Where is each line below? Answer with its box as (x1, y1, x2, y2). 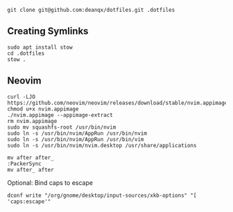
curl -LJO (7, 93, 36, 100)
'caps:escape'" (7, 198, 51, 205)
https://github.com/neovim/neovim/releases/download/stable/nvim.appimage (7, 99, 228, 106)
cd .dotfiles (7, 49, 45, 57)
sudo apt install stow (7, 44, 73, 51)
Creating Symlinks (7, 25, 89, 38)
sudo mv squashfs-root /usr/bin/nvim (7, 124, 116, 131)
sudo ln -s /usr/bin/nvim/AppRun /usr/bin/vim (7, 136, 144, 142)
